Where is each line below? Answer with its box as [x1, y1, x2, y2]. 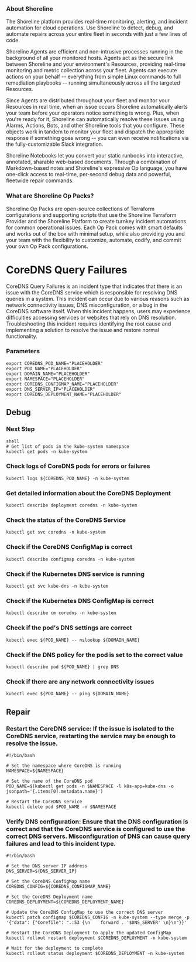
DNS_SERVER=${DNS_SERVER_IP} [6, 869, 77, 874]
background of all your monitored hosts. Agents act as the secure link [6, 55, 174, 62]
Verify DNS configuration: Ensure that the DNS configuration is [6, 817, 188, 826]
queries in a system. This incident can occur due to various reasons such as [6, 295, 190, 302]
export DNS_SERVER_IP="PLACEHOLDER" [6, 386, 95, 392]
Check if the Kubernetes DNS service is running [6, 569, 145, 578]
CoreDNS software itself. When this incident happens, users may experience [6, 307, 191, 314]
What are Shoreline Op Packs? [6, 192, 94, 200]
